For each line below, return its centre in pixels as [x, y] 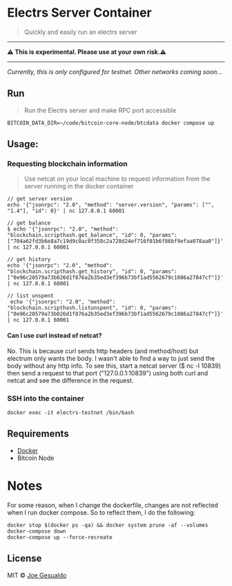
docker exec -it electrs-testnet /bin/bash [71, 412]
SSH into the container [46, 398]
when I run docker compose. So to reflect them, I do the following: [101, 512]
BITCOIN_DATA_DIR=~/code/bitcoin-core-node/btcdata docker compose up [111, 123]
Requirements [38, 434]
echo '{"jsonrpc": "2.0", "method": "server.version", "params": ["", [111, 205]
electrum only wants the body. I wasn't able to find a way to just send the [111, 358]
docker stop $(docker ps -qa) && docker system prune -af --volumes [108, 525]
